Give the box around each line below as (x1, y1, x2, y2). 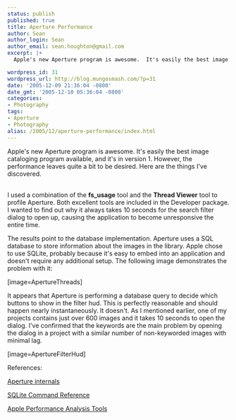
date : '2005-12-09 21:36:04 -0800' (7, 82, 112, 89)
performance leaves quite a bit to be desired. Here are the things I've (7, 162, 208, 170)
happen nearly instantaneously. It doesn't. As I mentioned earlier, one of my (7, 306, 228, 314)
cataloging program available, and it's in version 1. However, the (7, 154, 192, 163)
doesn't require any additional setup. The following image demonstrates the (7, 256, 228, 265)
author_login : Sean (7, 37, 65, 44)
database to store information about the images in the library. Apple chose (7, 241, 223, 250)
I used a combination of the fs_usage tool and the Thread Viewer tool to (7, 191, 218, 199)
